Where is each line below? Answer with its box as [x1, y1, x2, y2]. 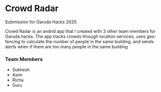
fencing [5, 38, 20, 44]
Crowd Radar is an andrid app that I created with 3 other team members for [5, 28, 156, 34]
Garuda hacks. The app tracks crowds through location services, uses [5, 33, 146, 39]
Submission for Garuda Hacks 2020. [5, 19, 78, 25]
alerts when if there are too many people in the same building [5, 44, 128, 49]
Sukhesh [12, 67, 30, 73]
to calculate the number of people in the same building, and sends [21, 38, 154, 44]
